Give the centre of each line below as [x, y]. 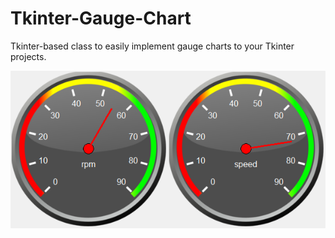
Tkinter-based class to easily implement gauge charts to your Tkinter [152, 46]
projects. [28, 56]
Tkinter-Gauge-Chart [101, 18]
